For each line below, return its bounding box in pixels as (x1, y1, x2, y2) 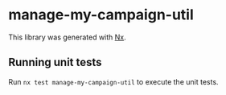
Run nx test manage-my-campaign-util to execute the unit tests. (8, 76, 219, 86)
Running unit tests (8, 56, 102, 69)
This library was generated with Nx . (8, 32, 126, 42)
